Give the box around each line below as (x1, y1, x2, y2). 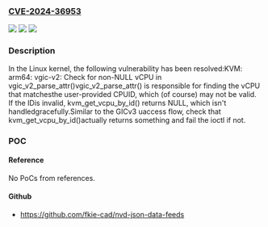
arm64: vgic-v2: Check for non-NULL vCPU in (8, 72, 162, 82)
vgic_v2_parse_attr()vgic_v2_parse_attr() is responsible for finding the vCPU (8, 81, 261, 90)
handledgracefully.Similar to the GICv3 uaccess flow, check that (8, 107, 222, 116)
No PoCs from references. (8, 173, 95, 183)
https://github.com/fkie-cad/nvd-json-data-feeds (19, 209, 185, 219)
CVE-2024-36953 (8, 6, 82, 17)
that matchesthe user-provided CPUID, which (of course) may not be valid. (8, 89, 257, 99)
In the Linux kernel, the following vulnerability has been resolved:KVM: (8, 63, 243, 74)
